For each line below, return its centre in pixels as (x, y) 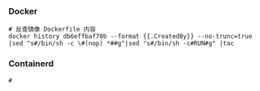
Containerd (31, 64)
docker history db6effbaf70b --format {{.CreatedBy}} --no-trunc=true (130, 37)
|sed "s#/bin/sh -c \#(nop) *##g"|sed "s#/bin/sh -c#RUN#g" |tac (121, 43)
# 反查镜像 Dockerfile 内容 (52, 30)
